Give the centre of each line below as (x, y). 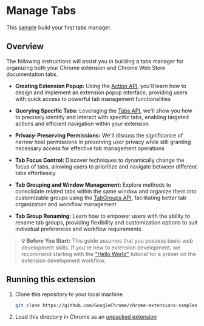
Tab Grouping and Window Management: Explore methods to (93, 185)
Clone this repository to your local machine (69, 294)
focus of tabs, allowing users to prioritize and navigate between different (106, 166)
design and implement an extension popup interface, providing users (101, 92)
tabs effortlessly (35, 173)
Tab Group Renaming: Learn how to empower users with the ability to (102, 216)
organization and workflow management (66, 204)
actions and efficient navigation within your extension (82, 123)
